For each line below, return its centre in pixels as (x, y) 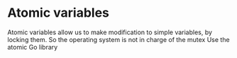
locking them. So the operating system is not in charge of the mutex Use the (118, 39)
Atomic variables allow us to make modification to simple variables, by (110, 32)
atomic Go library (33, 47)
